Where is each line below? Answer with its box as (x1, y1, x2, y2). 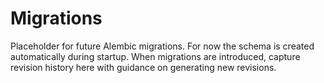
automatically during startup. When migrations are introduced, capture (10, 50, 301, 62)
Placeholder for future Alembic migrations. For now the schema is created (10, 40, 315, 52)
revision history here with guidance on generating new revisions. (10, 61, 277, 73)
